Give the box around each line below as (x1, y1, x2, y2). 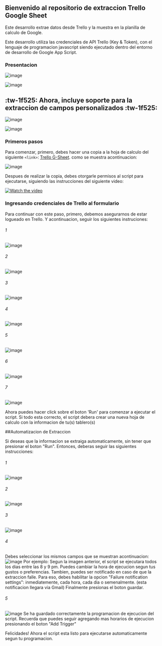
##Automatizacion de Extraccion (5, 429, 71, 434)
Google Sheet (5, 12, 47, 20)
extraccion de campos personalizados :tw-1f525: (5, 104, 158, 112)
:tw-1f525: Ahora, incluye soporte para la (5, 96, 133, 104)
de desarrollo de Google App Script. (5, 49, 77, 55)
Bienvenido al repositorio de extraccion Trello (5, 4, 146, 12)
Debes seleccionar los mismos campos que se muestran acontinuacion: (5, 553, 149, 559)
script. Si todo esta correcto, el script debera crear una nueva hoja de (5, 414, 144, 420)
